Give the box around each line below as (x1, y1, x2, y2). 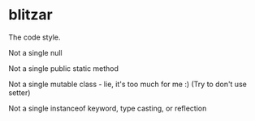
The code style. (8, 32, 61, 42)
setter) (8, 87, 31, 98)
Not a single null (8, 48, 63, 57)
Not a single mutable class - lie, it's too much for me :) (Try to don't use (8, 79, 248, 89)
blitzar (8, 6, 53, 24)
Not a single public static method (8, 63, 119, 73)
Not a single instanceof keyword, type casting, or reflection (8, 103, 207, 113)
